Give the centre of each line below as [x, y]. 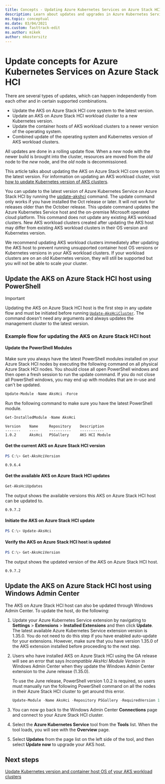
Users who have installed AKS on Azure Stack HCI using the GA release [84, 655]
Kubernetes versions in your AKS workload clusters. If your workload [75, 253]
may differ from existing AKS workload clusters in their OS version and [76, 228]
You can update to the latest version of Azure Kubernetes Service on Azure [81, 191]
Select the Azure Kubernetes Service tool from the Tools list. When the [85, 724]
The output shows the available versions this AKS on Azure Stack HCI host [81, 495]
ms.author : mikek [23, 32]
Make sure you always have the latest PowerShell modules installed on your [82, 358]
